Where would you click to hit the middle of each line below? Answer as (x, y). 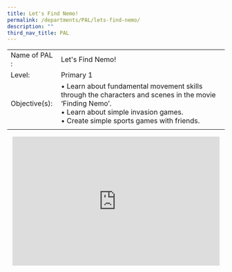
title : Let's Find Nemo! (43, 13)
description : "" (30, 26)
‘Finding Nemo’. (86, 104)
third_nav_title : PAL (38, 33)
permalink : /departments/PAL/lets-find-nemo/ (74, 20)
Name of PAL (32, 55)
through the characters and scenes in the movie (138, 95)
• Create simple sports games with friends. (130, 121)
